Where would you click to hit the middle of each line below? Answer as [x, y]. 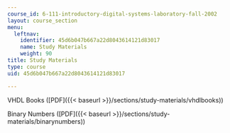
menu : [15, 27]
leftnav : [27, 34]
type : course [27, 67]
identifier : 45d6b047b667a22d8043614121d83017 [90, 41]
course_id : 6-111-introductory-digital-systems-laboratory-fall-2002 [113, 14]
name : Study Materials [54, 47]
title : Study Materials [43, 60]
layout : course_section [43, 21]
